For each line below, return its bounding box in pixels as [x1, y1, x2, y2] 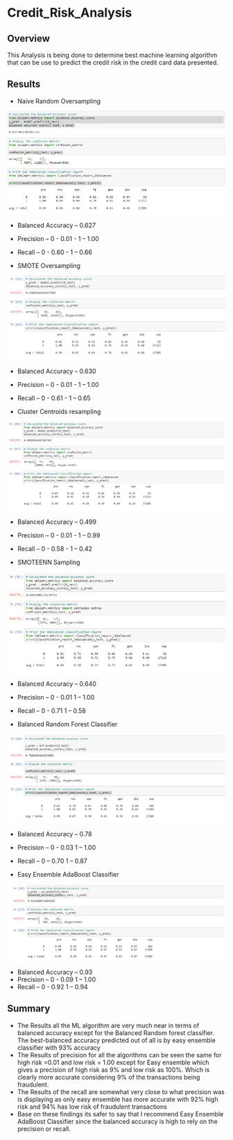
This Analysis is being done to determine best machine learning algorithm [7, 51, 218, 59]
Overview [7, 33, 51, 44]
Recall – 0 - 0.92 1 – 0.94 [17, 982, 88, 991]
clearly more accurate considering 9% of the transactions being [17, 1073, 200, 1081]
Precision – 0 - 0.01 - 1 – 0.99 [17, 531, 101, 540]
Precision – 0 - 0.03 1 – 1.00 [17, 843, 96, 852]
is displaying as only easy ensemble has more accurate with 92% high [17, 1095, 218, 1103]
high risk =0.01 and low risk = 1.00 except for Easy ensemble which [17, 1058, 209, 1066]
